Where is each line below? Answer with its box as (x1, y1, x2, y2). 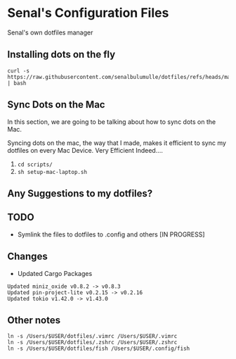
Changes (7, 251, 48, 263)
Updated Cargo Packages (17, 269, 93, 277)
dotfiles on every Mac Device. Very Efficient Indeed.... (7, 146, 164, 154)
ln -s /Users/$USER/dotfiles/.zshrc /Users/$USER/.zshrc (7, 339, 178, 346)
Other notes (7, 314, 61, 326)
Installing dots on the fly (7, 49, 116, 61)
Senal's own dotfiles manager (7, 28, 93, 37)
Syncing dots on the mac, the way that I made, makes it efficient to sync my (7, 139, 227, 147)
